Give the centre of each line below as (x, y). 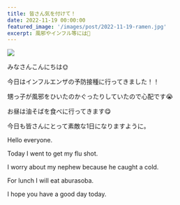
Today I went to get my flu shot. (53, 153)
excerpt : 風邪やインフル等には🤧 (49, 33)
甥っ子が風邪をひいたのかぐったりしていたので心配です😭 (90, 97)
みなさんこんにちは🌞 (38, 67)
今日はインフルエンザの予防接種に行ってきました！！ (83, 82)
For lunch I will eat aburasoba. (51, 181)
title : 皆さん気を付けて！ (42, 14)
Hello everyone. (30, 140)
